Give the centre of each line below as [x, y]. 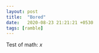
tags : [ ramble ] [25, 28]
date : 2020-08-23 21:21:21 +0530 [50, 22]
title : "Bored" [26, 17]
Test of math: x [24, 45]
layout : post [22, 11]
